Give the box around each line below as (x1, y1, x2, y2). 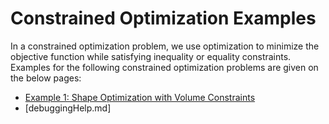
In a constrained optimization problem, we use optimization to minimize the (10, 40, 320, 52)
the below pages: (10, 72, 82, 84)
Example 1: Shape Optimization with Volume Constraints (24, 91, 256, 103)
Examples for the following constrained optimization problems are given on (10, 61, 319, 73)
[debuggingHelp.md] (24, 102, 112, 114)
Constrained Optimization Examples (10, 7, 317, 30)
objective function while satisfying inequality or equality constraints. (10, 50, 292, 62)
